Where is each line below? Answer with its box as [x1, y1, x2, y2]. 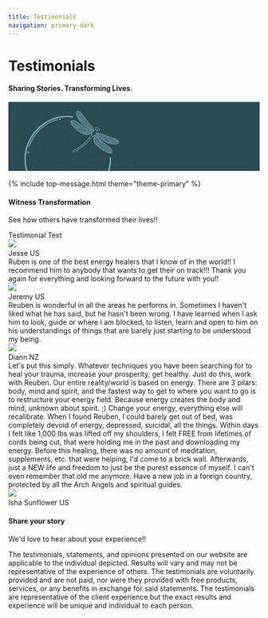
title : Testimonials [8, 13, 77, 21]
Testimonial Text [8, 230, 62, 240]
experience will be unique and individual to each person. [8, 600, 194, 610]
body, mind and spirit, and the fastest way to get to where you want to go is [8, 386, 257, 396]
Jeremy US [8, 292, 45, 301]
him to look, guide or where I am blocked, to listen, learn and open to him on [8, 317, 258, 327]
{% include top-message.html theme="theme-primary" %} [8, 179, 201, 189]
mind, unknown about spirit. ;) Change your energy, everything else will [8, 404, 243, 413]
